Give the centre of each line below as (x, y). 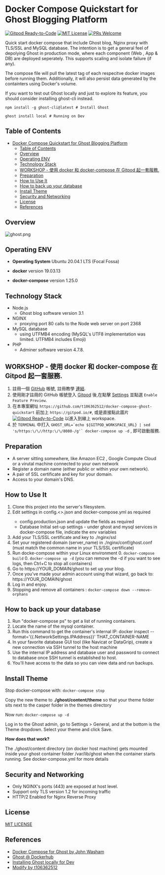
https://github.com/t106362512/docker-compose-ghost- (96, 406)
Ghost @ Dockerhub (33, 857)
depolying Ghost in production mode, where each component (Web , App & (82, 53)
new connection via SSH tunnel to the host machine (65, 647)
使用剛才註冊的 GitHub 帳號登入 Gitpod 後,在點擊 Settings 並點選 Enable (85, 395)
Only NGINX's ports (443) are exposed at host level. (65, 786)
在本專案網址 (25, 406)
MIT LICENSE (19, 824)
